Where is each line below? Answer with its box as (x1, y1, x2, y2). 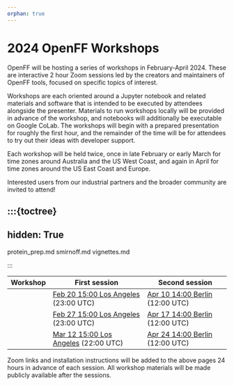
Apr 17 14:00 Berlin (147, 309, 213, 319)
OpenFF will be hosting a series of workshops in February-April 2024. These (7, 63, 226, 72)
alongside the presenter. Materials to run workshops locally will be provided (7, 106, 225, 115)
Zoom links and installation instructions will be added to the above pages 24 (7, 356, 226, 364)
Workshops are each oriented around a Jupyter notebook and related (7, 91, 206, 100)
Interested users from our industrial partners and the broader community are (7, 178, 227, 186)
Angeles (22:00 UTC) (52, 338, 124, 348)
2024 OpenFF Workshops (7, 40, 159, 56)
